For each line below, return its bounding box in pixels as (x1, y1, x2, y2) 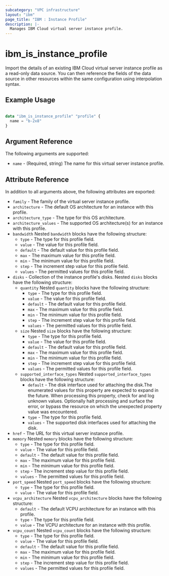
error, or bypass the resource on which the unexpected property (27, 403, 162, 410)
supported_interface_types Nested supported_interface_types (20, 371, 151, 377)
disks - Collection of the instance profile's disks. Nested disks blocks (12, 274, 158, 280)
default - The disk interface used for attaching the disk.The (27, 382, 153, 388)
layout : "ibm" (5, 12, 35, 17)
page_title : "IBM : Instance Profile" (5, 17, 87, 22)
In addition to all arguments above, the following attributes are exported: (5, 189, 156, 195)
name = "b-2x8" (10, 118, 42, 123)
